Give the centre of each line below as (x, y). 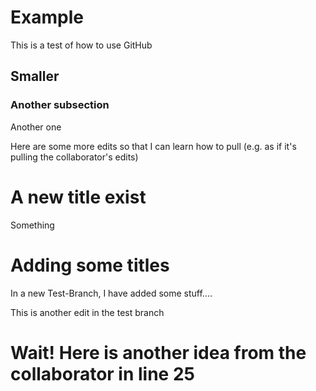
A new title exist (78, 197)
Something (32, 225)
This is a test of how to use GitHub (81, 45)
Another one (36, 127)
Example (47, 17)
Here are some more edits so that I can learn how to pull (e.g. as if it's (153, 146)
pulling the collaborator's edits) (74, 157)
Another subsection (60, 105)
